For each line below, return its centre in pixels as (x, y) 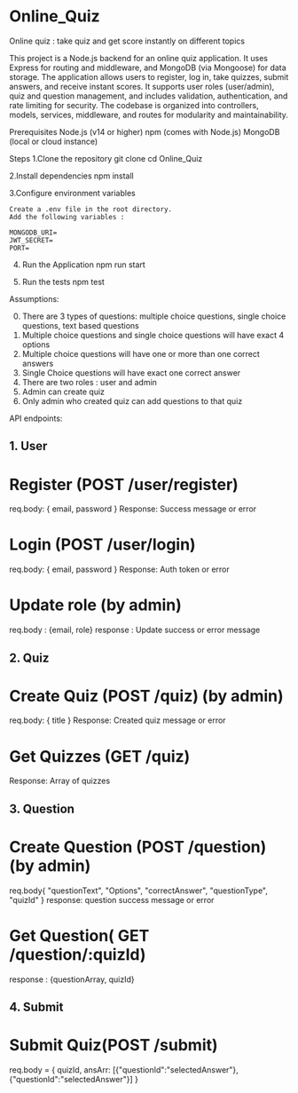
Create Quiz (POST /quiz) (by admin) (146, 696)
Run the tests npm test (63, 281)
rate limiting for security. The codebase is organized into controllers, (134, 105)
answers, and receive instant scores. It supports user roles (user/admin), (142, 86)
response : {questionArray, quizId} (72, 979)
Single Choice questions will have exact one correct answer (131, 372)
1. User (28, 446)
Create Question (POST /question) (138, 847)
